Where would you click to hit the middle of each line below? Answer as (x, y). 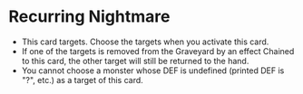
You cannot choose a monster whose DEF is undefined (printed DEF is (153, 70)
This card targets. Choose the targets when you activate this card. (145, 42)
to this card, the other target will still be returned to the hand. (135, 61)
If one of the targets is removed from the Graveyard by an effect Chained (158, 51)
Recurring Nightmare (89, 17)
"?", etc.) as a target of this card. (83, 80)
